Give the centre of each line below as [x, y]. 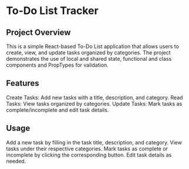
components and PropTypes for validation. [57, 65]
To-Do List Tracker [52, 11]
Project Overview [38, 32]
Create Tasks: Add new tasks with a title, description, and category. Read [95, 97]
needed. [16, 161]
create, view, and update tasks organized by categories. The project [89, 53]
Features [23, 83]
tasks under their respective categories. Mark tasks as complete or [87, 149]
